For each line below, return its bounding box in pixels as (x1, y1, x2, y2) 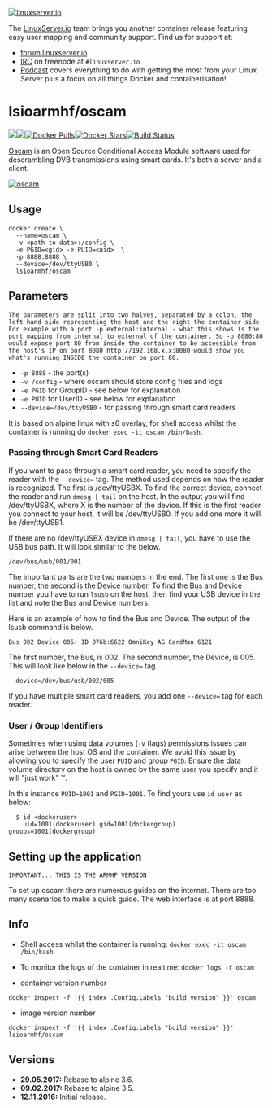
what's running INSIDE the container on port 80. (8, 353, 180, 361)
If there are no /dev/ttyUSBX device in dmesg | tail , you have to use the (8, 533, 251, 543)
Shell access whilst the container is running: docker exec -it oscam (19, 939, 246, 948)
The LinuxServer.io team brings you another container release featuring (8, 24, 248, 33)
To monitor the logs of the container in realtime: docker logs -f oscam (19, 961, 254, 972)
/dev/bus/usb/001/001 (8, 558, 82, 566)
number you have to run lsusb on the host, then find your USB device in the (8, 589, 261, 598)
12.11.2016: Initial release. (19, 1092, 106, 1101)
